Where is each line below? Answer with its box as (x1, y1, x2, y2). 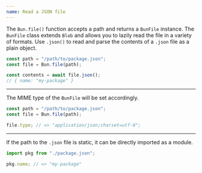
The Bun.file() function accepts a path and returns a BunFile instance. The (6, 25, 194, 32)
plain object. (6, 44, 37, 51)
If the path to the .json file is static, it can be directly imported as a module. (6, 138, 194, 145)
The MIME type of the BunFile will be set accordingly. (6, 94, 139, 102)
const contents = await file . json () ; (6, 72, 101, 78)
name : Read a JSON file (6, 8, 66, 15)
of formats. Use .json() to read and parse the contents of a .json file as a (6, 38, 189, 45)
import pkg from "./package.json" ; (6, 150, 96, 156)
